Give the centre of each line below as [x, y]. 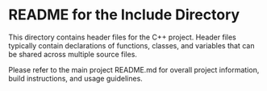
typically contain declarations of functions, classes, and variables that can [131, 45]
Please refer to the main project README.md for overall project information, [134, 69]
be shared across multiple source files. [73, 54]
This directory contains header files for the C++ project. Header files [122, 37]
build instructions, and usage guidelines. [75, 78]
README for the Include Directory [124, 15]
